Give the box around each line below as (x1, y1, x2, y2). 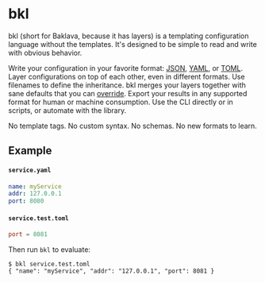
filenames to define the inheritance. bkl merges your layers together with (8, 80, 246, 90)
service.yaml (8, 166, 52, 174)
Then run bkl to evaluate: (8, 245, 91, 254)
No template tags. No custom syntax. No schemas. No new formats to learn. (8, 121, 258, 130)
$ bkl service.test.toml (8, 260, 90, 269)
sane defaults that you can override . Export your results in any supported (8, 88, 248, 98)
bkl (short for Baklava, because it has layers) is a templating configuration (8, 31, 249, 41)
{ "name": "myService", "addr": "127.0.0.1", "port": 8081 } (8, 267, 215, 275)
